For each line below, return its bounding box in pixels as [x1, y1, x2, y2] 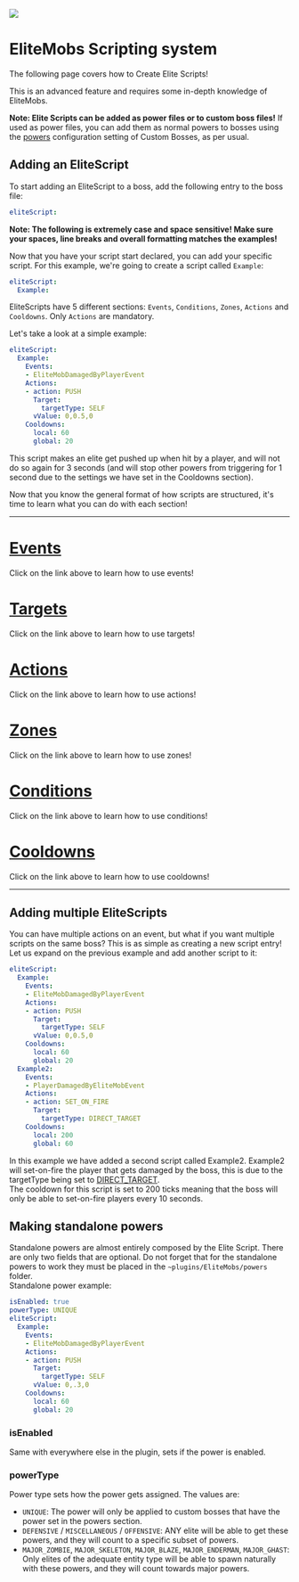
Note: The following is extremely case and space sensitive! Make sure [9, 224, 274, 234]
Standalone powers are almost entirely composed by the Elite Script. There [9, 1242, 284, 1253]
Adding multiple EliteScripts [9, 905, 167, 920]
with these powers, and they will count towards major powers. [21, 1563, 250, 1574]
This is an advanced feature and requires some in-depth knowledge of [9, 86, 268, 96]
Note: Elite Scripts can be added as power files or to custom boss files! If [9, 112, 283, 123]
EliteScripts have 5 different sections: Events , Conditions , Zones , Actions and [9, 301, 289, 312]
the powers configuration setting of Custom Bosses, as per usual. [9, 131, 250, 142]
